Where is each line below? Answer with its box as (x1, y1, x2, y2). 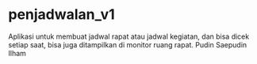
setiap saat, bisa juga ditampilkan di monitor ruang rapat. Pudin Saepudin (8, 40, 247, 49)
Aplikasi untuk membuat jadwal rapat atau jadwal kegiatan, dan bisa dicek (8, 32, 250, 41)
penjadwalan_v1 (8, 6, 115, 24)
